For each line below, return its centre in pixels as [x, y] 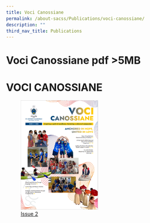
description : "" [26, 25]
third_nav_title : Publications [44, 31]
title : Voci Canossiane [35, 12]
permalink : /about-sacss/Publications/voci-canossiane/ [75, 18]
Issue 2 [29, 214]
